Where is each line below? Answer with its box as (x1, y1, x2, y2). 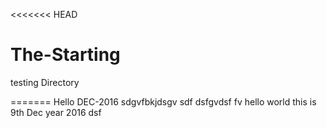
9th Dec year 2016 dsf (10, 106, 102, 118)
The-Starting (10, 44, 121, 66)
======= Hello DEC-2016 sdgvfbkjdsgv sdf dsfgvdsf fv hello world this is (10, 95, 317, 108)
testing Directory (10, 76, 80, 88)
